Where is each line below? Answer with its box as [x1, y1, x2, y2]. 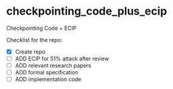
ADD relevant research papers [15, 62, 91, 69]
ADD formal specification [15, 69, 79, 76]
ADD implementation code [15, 76, 82, 83]
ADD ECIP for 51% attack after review [15, 55, 110, 62]
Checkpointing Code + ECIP [6, 24, 77, 32]
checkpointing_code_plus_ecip [6, 4, 168, 18]
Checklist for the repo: [6, 36, 63, 43]
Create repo [15, 48, 46, 55]
